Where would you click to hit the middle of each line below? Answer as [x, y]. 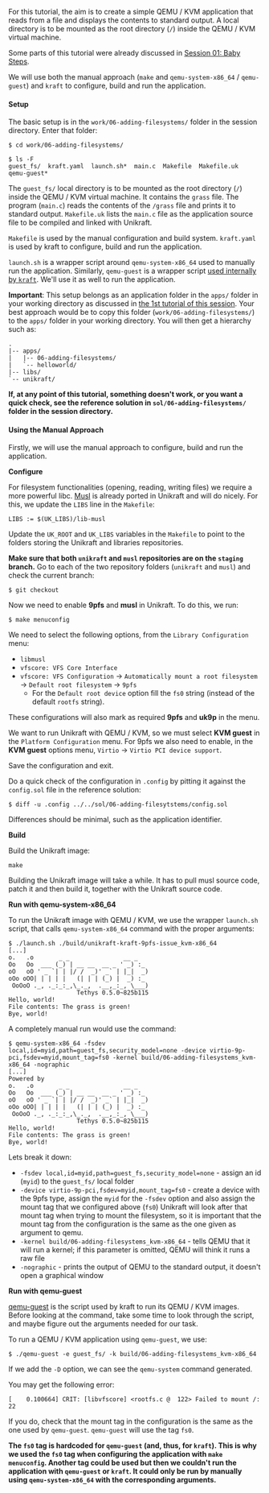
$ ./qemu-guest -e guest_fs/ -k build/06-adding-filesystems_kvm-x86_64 [132, 1354]
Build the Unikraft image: [49, 851]
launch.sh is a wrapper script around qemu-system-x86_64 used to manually [132, 263]
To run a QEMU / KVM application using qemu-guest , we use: [108, 1339]
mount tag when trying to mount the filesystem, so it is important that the [141, 1216]
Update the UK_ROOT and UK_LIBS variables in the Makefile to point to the [126, 534]
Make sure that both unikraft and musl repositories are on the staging [126, 558]
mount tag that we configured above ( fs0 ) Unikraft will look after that [133, 1207]
